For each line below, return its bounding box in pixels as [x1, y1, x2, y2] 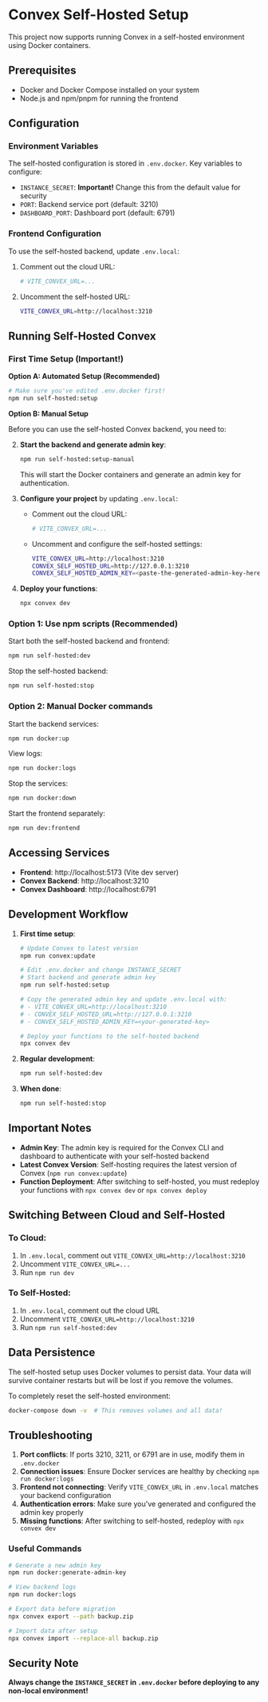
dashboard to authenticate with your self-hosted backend [19, 1151, 210, 1161]
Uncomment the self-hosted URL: [19, 292, 131, 301]
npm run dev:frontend [8, 824, 81, 832]
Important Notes [8, 1122, 92, 1135]
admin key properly [19, 1508, 84, 1517]
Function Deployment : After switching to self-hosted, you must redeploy [19, 1177, 260, 1186]
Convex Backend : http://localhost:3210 [19, 875, 149, 885]
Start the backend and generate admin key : [19, 440, 166, 449]
